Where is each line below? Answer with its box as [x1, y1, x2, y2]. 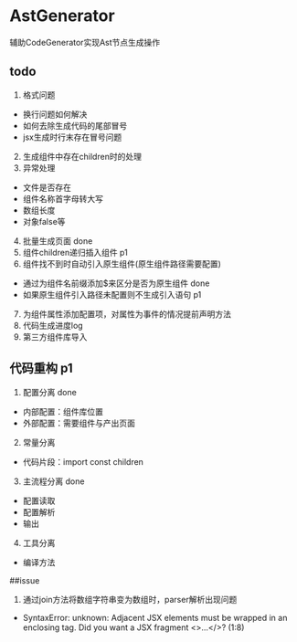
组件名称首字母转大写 [22, 193, 103, 204]
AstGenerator [9, 5, 116, 26]
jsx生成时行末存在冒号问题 [22, 132, 122, 142]
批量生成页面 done [22, 235, 93, 247]
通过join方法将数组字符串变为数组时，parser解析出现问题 [22, 594, 238, 605]
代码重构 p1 [9, 361, 73, 376]
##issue [9, 574, 40, 585]
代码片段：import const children [22, 456, 144, 467]
